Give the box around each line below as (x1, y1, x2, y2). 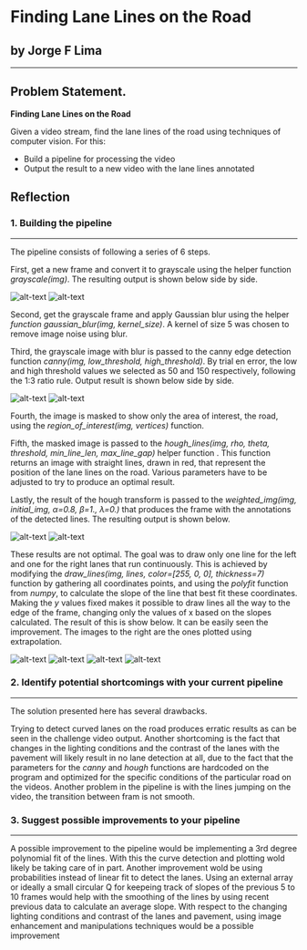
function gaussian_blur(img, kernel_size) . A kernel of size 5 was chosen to (10, 318, 290, 329)
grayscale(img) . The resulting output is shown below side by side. (10, 274, 258, 284)
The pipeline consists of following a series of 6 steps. (10, 246, 210, 257)
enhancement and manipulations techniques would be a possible (10, 921, 254, 932)
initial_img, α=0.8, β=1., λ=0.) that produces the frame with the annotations (10, 503, 292, 514)
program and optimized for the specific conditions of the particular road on (10, 771, 292, 782)
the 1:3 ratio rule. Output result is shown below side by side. (10, 375, 235, 386)
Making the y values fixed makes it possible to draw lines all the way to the (10, 597, 291, 608)
